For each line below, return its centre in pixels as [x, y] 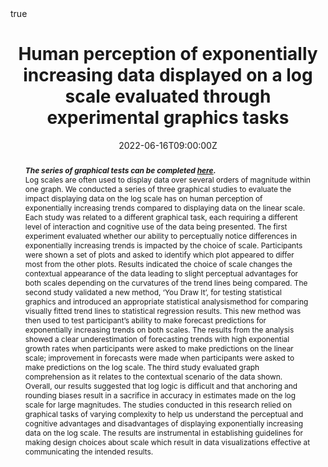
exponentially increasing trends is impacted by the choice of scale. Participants [163, 245]
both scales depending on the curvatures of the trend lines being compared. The [166, 282]
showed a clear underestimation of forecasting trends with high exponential [157, 338]
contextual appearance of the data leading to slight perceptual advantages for [161, 273]
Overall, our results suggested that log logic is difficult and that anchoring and [161, 385]
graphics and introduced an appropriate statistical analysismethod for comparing [166, 301]
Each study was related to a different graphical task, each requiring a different [161, 217]
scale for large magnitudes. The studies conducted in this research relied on [158, 404]
